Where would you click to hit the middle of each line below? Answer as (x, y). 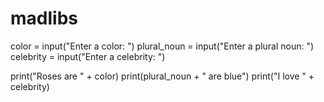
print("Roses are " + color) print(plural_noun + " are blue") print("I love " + (162, 76)
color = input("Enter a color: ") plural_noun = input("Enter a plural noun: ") (162, 46)
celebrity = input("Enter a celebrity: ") (88, 56)
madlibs (44, 18)
